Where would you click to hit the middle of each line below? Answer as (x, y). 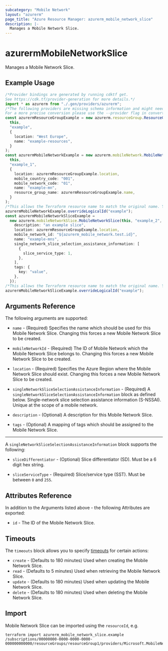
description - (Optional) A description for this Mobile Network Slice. (83, 415)
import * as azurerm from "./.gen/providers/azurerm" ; (63, 104)
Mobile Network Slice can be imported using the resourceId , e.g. (72, 625)
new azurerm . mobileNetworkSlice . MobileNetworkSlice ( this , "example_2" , (86, 221)
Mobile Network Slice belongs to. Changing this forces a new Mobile (83, 354)
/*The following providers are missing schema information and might (79, 108)
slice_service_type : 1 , (48, 253)
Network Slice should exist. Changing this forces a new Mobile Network (86, 374)
